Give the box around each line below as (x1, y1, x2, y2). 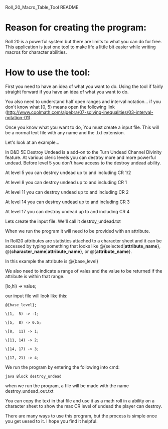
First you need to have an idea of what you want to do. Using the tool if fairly (5, 83, 163, 90)
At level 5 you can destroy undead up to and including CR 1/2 (5, 169, 131, 176)
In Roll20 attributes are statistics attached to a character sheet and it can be (5, 237, 162, 243)
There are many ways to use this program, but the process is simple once (5, 412, 157, 419)
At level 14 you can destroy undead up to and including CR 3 (5, 199, 130, 205)
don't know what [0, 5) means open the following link (5, 104, 115, 110)
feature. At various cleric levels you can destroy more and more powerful (5, 154, 156, 160)
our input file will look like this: (5, 293, 68, 299)
